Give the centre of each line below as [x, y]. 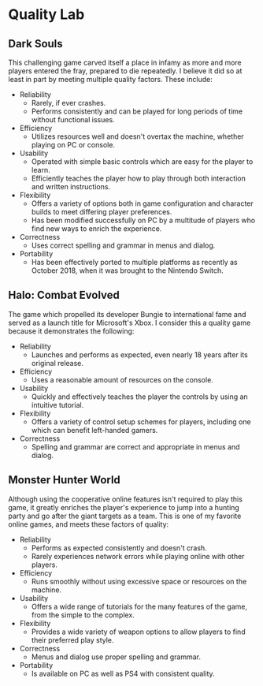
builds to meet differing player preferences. [102, 212]
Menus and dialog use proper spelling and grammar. [116, 657]
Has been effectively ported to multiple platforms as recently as [134, 262]
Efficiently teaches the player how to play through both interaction [138, 178]
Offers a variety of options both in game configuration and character [142, 203]
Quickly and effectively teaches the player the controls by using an [139, 397]
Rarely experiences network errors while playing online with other [138, 556]
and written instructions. [71, 186]
